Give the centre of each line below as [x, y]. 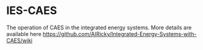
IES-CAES [32, 11]
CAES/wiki [19, 40]
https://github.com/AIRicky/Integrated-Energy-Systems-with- [119, 34]
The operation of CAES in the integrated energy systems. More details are [99, 27]
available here [24, 34]
